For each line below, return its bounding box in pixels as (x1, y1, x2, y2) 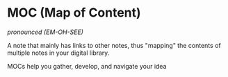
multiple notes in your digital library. (7, 49, 110, 57)
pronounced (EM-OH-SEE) (7, 28, 83, 36)
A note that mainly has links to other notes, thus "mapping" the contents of (7, 41, 221, 49)
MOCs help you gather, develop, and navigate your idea (7, 62, 167, 70)
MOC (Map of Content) (7, 5, 141, 21)
